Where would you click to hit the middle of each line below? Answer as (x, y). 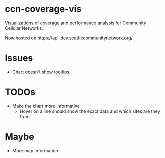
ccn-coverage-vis (43, 9)
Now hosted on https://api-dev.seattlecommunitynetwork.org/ (69, 38)
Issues (19, 58)
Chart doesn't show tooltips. (41, 72)
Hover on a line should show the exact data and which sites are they (90, 111)
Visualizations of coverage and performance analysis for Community (76, 23)
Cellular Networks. (24, 28)
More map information (35, 150)
